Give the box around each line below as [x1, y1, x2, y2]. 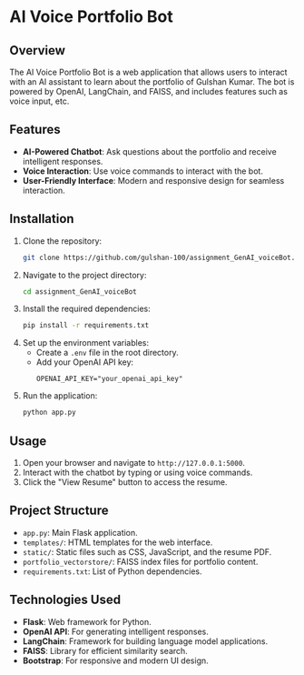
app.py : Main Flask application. [22, 527, 138, 538]
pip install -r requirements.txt [22, 321, 150, 330]
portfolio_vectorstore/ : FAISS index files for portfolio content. [22, 556, 259, 567]
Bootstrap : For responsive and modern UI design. [22, 655, 209, 666]
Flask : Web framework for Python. [22, 616, 152, 627]
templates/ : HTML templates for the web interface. [22, 537, 213, 548]
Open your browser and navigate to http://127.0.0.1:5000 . [22, 457, 245, 468]
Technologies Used [9, 592, 121, 608]
